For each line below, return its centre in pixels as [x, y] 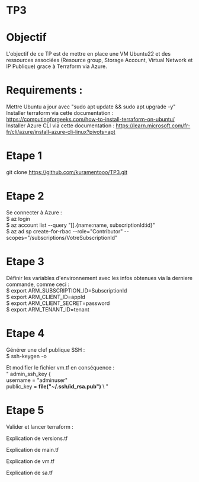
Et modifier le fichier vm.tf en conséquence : [60, 367]
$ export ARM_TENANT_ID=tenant [48, 309]
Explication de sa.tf [30, 473]
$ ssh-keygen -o [27, 356]
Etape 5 [25, 410]
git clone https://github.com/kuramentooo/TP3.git [67, 172]
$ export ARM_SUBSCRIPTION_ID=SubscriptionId [67, 290]
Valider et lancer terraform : [40, 426]
